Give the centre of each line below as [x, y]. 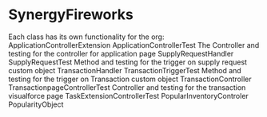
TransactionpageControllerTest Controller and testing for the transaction [127, 87]
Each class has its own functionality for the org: [86, 37]
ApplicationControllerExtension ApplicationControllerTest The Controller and [134, 45]
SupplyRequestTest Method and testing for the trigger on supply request [128, 62]
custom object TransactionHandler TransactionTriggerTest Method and [125, 70]
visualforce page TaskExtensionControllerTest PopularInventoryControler [129, 96]
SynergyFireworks [71, 15]
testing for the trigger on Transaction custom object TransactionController [130, 79]
